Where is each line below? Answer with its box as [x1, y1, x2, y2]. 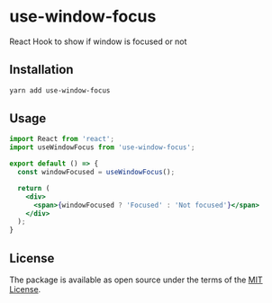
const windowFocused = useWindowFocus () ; [17, 168, 176, 177]
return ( [17, 183, 50, 192]
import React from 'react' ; [9, 135, 115, 144]
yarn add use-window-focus [9, 85, 111, 95]
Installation [9, 62, 74, 77]
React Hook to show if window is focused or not [9, 36, 187, 47]
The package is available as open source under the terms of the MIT [9, 274, 263, 285]
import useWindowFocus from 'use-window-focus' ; [9, 143, 195, 152]
